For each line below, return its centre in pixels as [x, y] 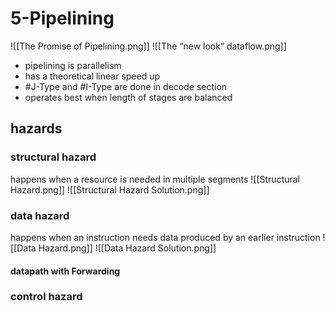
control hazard [46, 297]
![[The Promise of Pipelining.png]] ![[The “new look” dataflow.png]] [148, 46]
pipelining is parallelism [73, 65]
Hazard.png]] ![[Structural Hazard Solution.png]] [110, 189]
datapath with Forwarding [65, 271]
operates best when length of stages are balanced [128, 97]
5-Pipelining [62, 18]
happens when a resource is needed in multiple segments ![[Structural [155, 179]
